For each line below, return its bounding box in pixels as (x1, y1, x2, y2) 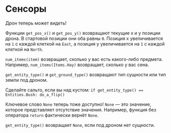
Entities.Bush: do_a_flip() (5, 92, 65, 97)
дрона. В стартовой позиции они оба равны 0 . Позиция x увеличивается (5, 35, 163, 41)
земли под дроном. (5, 77, 48, 83)
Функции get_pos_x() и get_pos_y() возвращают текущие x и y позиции (5, 30, 161, 36)
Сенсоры (5, 3, 47, 15)
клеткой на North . (5, 46, 43, 52)
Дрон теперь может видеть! (5, 20, 67, 26)
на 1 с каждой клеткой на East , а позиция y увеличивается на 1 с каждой (5, 40, 165, 47)
